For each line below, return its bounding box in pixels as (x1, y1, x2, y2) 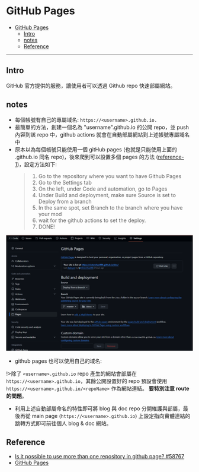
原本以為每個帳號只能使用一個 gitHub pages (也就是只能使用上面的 (14, 145, 178, 153)
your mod (38, 210, 62, 217)
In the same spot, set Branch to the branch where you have (38, 204, 183, 211)
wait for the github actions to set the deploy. (38, 217, 146, 224)
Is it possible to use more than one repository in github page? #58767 (14, 453, 185, 460)
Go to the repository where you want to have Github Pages (38, 172, 182, 179)
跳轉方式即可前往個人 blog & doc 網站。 (14, 420, 112, 427)
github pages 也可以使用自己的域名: (14, 357, 102, 365)
